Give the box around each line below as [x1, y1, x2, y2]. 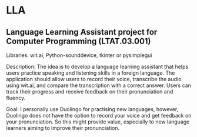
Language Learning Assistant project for [6, 27, 158, 37]
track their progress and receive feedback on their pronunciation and [6, 88, 173, 95]
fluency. [6, 95, 26, 101]
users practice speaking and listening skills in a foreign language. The [6, 69, 175, 76]
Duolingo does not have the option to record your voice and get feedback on [6, 112, 192, 119]
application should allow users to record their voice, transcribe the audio [6, 76, 182, 82]
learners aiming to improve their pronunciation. [6, 125, 119, 131]
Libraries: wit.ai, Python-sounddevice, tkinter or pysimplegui [6, 52, 152, 59]
